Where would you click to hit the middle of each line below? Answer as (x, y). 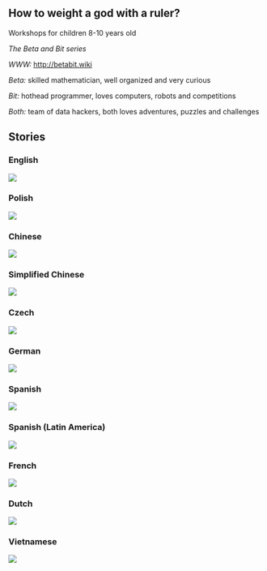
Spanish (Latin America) (57, 427)
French (23, 466)
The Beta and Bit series (47, 49)
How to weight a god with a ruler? (94, 13)
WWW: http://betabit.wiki (51, 64)
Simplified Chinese (47, 275)
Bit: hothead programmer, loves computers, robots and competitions (122, 96)
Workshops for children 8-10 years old (72, 32)
